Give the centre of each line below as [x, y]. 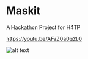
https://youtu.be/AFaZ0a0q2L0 [44, 38]
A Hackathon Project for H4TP [43, 27]
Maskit [23, 11]
